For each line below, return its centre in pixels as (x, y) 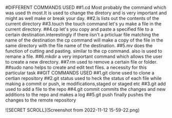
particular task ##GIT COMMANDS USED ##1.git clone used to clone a (80, 73)
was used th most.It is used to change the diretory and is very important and (86, 13)
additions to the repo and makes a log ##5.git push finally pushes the (78, 95)
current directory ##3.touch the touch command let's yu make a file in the (83, 24)
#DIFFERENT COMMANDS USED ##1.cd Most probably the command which (86, 7)
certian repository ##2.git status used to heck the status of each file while (83, 78)
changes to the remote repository (41, 100)
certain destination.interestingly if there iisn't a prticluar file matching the (82, 35)
